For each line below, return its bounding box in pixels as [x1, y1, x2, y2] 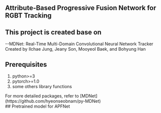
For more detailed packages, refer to [5, 93, 80, 99]
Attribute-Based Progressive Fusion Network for [5, 4, 157, 12]
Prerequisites [5, 60, 47, 69]
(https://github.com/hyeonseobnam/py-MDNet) [5, 98, 101, 104]
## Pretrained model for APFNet [5, 103, 70, 109]
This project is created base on [5, 28, 102, 36]
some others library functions [12, 84, 72, 90]
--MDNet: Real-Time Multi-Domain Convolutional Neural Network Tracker [5, 41, 154, 47]
